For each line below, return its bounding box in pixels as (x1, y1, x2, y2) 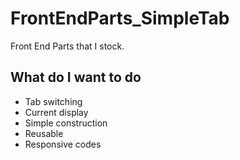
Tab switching (24, 95, 83, 107)
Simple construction (24, 117, 108, 129)
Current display (24, 106, 89, 118)
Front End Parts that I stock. (10, 40, 125, 52)
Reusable (24, 127, 64, 139)
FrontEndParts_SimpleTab (10, 7, 230, 30)
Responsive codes (24, 138, 102, 150)
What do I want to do (10, 69, 142, 86)
